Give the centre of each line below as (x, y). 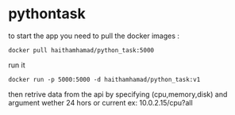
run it (17, 65)
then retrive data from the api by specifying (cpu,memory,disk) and (118, 94)
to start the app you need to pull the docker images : (94, 36)
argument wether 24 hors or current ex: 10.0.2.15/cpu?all (100, 102)
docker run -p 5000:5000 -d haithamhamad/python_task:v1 (104, 79)
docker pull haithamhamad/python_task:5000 (81, 50)
